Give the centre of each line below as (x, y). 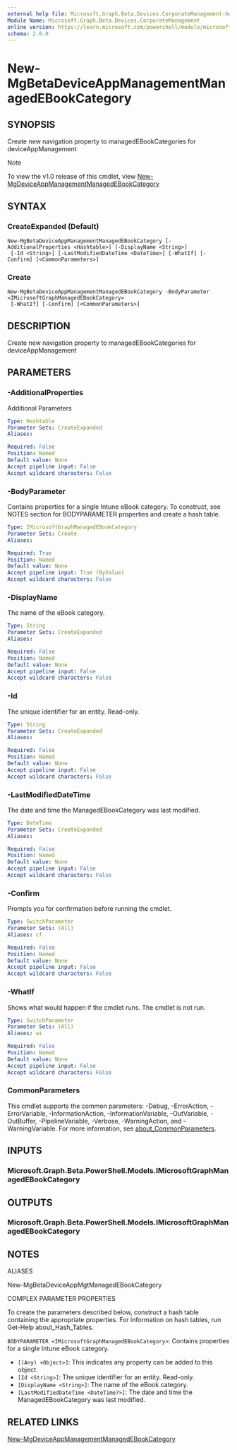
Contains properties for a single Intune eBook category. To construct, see (114, 507)
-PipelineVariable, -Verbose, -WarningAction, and (110, 1121)
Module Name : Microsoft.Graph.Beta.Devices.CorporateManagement (104, 20)
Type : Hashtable (31, 421)
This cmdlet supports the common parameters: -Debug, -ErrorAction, (108, 1106)
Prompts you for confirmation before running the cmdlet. (90, 909)
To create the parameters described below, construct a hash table (103, 1312)
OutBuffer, (22, 1121)
